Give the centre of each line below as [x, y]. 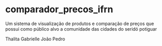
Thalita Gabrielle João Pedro [35, 39]
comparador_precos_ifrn [59, 9]
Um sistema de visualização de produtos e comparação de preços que [80, 24]
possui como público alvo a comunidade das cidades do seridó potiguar [81, 29]
